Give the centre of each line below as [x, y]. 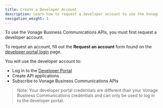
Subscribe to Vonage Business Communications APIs [65, 81]
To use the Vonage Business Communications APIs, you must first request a [81, 32]
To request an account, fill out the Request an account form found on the [78, 47]
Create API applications [35, 76]
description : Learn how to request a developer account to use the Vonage [82, 14]
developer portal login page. [33, 52]
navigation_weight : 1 [27, 18]
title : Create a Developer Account [41, 9]
